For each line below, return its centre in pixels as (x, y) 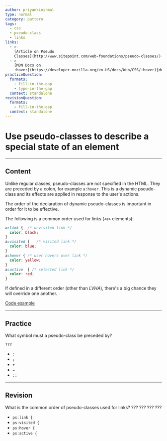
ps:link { (23, 417)
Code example (20, 303)
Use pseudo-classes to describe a (77, 136)
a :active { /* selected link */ (40, 270)
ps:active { (25, 433)
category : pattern (24, 19)
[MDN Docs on (28, 65)
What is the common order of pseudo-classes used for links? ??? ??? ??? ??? (83, 407)
